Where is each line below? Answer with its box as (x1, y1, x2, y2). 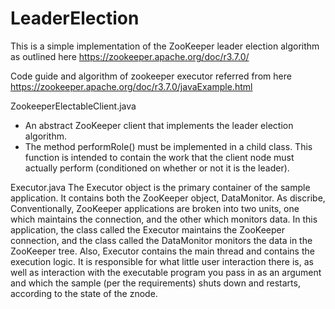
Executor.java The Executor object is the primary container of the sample (10, 181, 311, 193)
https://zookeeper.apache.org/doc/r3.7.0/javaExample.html (10, 80, 253, 92)
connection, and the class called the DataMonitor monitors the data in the (10, 234, 313, 246)
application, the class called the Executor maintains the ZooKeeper (10, 223, 285, 236)
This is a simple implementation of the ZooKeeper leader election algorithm (10, 40, 320, 52)
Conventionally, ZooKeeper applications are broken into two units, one (10, 202, 300, 214)
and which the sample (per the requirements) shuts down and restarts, (10, 277, 301, 289)
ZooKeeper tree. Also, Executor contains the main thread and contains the (10, 245, 315, 257)
